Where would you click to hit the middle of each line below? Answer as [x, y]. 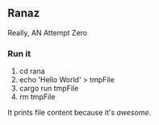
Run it [19, 53]
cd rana [32, 71]
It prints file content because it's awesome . [79, 113]
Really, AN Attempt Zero [48, 32]
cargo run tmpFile [49, 89]
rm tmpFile [37, 97]
